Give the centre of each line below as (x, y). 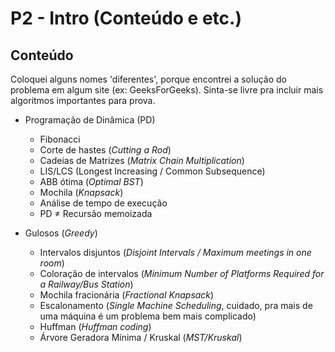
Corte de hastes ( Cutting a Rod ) (105, 150)
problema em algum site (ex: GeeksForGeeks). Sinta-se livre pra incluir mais (167, 90)
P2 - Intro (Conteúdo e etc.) (126, 18)
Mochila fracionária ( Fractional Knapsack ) (127, 295)
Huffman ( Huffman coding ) (95, 326)
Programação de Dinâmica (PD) (90, 120)
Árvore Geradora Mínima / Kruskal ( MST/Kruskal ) (141, 337)
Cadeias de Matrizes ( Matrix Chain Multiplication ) (142, 160)
